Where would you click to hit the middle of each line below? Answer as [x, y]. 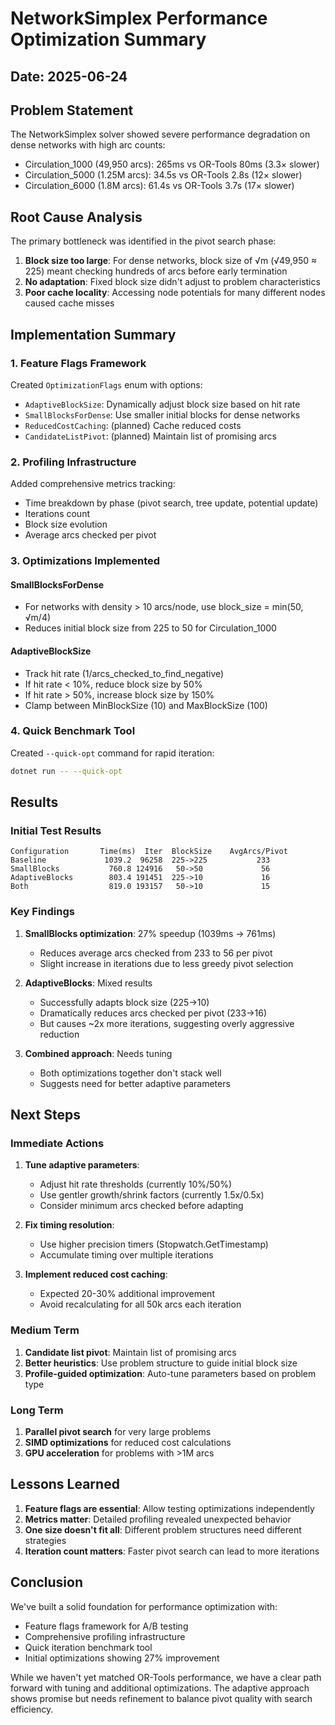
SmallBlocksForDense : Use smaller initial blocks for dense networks [162, 414]
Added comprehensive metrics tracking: [93, 484]
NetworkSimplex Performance [139, 18]
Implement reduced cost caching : [96, 1274]
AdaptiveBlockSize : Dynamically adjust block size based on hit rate [162, 404]
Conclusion [47, 1582]
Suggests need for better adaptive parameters [135, 1083]
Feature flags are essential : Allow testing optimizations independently [169, 1508]
